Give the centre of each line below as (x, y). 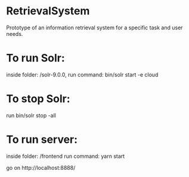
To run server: (42, 139)
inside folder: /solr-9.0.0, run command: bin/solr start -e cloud (82, 74)
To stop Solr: (38, 99)
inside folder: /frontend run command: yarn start (66, 156)
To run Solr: (36, 58)
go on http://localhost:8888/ (41, 167)
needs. (15, 33)
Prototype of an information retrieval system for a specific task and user (94, 28)
